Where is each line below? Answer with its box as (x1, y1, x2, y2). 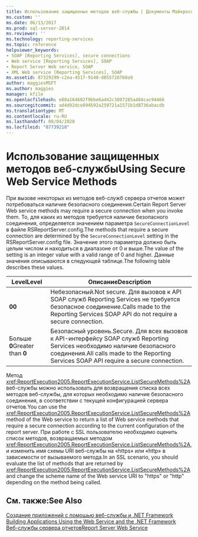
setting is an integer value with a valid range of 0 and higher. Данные (6, 251, 175, 258)
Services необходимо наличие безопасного (50, 342, 176, 350)
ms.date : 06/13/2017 (6, 20, 57, 25)
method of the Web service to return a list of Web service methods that (6, 416, 179, 423)
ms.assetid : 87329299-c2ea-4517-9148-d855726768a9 (6, 75, 133, 81)
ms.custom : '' (6, 14, 41, 20)
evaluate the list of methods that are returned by (6, 459, 124, 467)
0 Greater (9, 342, 34, 350)
